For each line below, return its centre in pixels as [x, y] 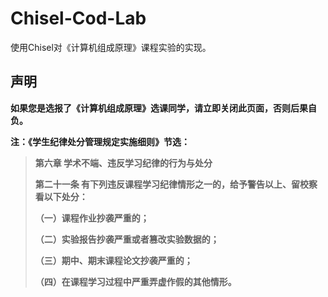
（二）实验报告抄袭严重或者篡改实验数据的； [127, 239]
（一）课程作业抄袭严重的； [92, 218]
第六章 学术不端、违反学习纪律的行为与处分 [123, 163]
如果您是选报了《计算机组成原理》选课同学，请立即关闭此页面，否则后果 [159, 108]
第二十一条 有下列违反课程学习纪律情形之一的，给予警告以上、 [163, 184]
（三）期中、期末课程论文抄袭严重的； [113, 260]
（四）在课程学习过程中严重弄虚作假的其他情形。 [135, 281]
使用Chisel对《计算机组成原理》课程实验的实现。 [111, 47]
